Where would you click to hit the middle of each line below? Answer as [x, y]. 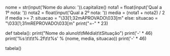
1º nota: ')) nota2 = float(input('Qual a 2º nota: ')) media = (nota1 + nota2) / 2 [85, 13]
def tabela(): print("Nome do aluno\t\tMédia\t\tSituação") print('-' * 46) [79, 33]
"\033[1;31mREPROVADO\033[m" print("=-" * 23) [57, 23]
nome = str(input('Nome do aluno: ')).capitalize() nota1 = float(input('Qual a [84, 7]
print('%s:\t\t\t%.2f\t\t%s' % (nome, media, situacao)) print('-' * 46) [76, 38]
